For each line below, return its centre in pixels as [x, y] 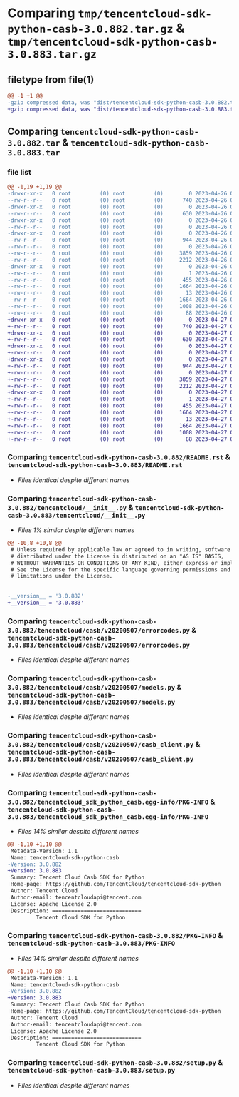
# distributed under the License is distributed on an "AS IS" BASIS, [117, 556]
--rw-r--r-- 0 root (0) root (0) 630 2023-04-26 [117, 213]
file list [20, 172]
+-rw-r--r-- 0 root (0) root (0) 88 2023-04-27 [117, 439]
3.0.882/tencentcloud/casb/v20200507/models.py [91, 687]
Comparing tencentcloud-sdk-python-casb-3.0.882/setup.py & [115, 1063]
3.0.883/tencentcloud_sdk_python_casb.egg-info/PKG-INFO [108, 817]
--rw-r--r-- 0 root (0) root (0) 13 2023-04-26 [117, 293]
